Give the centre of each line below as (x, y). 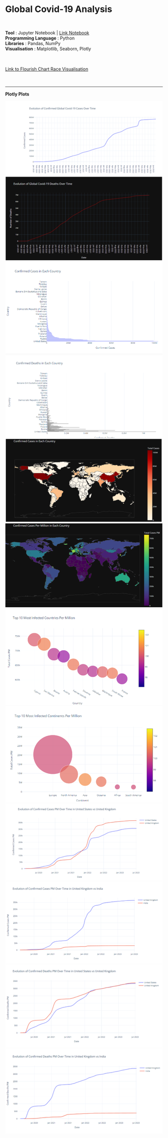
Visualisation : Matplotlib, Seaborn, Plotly (48, 49)
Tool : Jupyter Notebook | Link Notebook (47, 33)
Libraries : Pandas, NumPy (33, 43)
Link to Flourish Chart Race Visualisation (47, 69)
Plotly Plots (17, 94)
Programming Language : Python (40, 38)
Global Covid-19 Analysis (59, 9)
